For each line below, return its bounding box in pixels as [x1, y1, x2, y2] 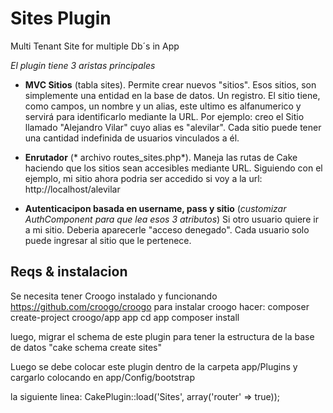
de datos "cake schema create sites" [10, 341, 162, 353]
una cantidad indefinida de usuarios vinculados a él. [24, 132, 240, 144]
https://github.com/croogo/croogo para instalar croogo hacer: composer [10, 300, 310, 312]
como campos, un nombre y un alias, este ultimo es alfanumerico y [24, 100, 302, 112]
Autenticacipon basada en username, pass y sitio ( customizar [24, 202, 287, 214]
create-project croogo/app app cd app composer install [10, 311, 240, 323]
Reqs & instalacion [10, 263, 128, 281]
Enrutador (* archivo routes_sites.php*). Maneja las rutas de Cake [24, 151, 298, 163]
